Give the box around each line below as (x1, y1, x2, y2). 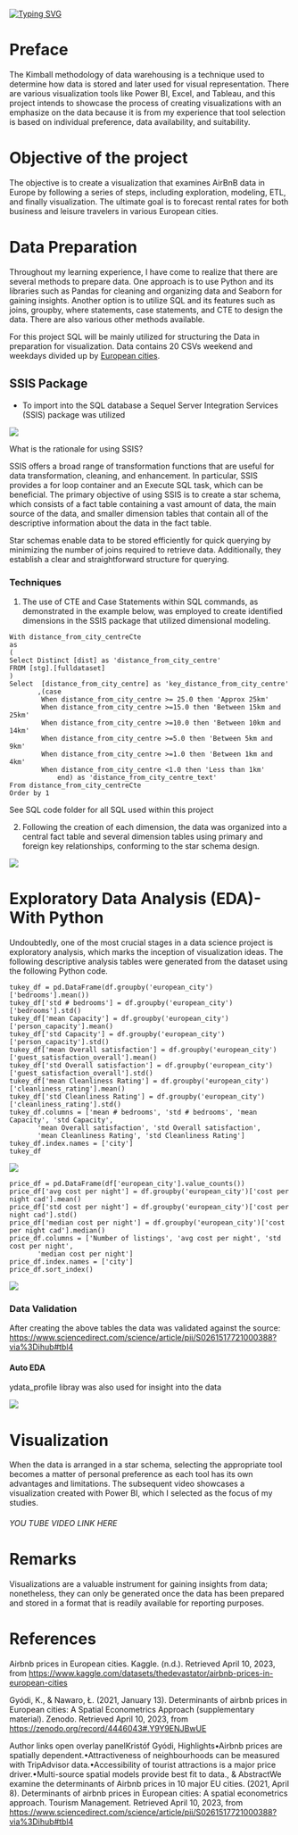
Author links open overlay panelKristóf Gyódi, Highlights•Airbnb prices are (9, 1740, 283, 1751)
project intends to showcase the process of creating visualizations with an (9, 97, 283, 108)
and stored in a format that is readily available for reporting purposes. (9, 1598, 265, 1608)
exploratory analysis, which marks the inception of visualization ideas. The (9, 946, 284, 957)
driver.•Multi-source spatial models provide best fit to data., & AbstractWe (9, 1768, 282, 1780)
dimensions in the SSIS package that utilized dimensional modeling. (21, 615, 271, 626)
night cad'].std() (9, 1210, 78, 1219)
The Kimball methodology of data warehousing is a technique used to (9, 69, 265, 79)
